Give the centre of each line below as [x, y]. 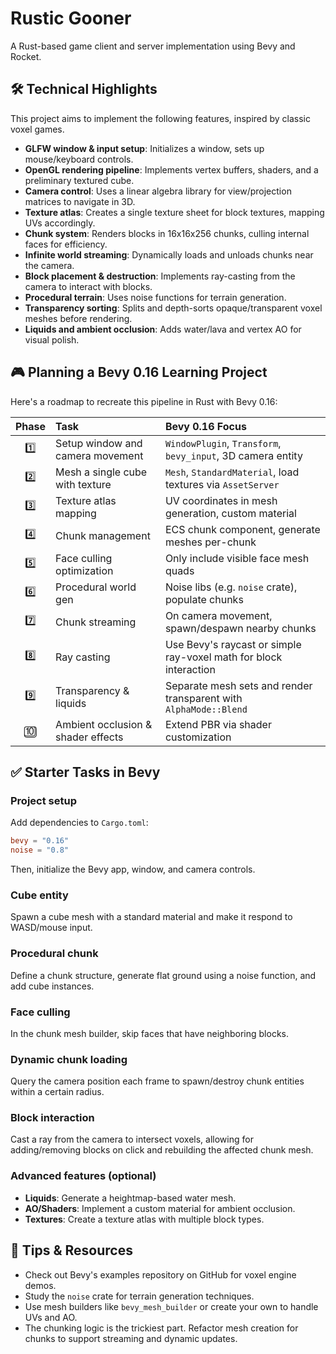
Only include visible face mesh [237, 558]
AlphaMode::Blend [206, 709]
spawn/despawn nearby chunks [240, 628]
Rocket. [26, 56]
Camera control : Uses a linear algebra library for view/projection [158, 191]
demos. [40, 1285]
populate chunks [204, 599]
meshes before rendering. [78, 318]
